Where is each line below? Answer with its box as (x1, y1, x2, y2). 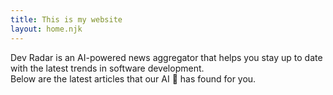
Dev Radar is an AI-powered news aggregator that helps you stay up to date (10, 51, 323, 63)
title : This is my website (10, 14, 123, 25)
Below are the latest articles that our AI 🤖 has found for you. (10, 72, 257, 85)
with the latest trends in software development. (10, 62, 205, 74)
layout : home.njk (10, 24, 83, 34)
